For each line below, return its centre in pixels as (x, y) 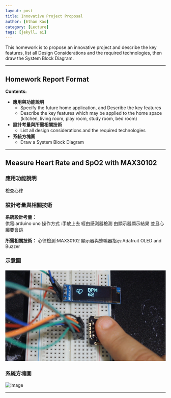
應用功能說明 (21, 179)
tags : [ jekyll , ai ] (26, 32)
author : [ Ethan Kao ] (27, 21)
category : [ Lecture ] (27, 27)
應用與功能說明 (28, 102)
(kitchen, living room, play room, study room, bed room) (79, 118)
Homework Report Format (47, 79)
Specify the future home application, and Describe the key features (91, 108)
